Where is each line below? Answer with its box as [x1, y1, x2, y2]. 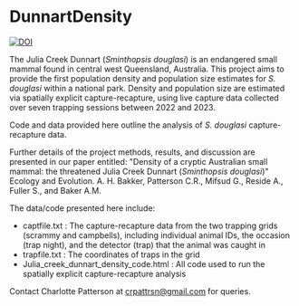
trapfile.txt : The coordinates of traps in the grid [22, 249, 201, 260]
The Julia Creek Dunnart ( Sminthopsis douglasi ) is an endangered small [9, 53, 278, 64]
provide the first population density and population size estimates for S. [9, 72, 276, 83]
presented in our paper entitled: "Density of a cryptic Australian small [9, 156, 268, 167]
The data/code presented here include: [9, 202, 156, 214]
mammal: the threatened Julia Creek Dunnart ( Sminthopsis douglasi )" [9, 166, 269, 177]
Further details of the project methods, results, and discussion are [9, 147, 256, 158]
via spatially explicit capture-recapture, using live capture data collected [9, 92, 279, 103]
